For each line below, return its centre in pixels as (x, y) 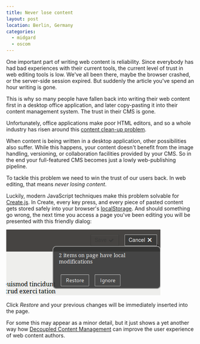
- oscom (21, 44)
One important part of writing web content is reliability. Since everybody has (100, 62)
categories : (21, 32)
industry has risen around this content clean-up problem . (76, 129)
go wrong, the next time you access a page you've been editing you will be (99, 215)
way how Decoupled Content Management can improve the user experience (100, 329)
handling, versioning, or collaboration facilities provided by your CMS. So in (99, 153)
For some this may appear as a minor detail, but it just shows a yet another (98, 323)
